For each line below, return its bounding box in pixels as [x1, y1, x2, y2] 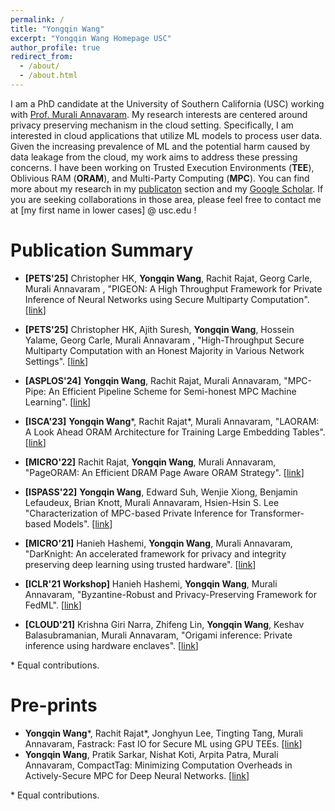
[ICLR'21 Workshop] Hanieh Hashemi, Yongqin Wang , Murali [24, 577, 278, 590]
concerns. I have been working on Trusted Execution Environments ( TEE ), [10, 161, 315, 173]
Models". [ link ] [53, 517, 113, 530]
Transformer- [249, 507, 305, 519]
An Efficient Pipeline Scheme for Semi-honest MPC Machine [48, 385, 297, 397]
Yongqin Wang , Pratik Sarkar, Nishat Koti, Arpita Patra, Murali [24, 748, 279, 760]
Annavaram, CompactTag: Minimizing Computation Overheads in [24, 759, 293, 771]
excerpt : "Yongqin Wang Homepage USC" [10, 33, 172, 43]
